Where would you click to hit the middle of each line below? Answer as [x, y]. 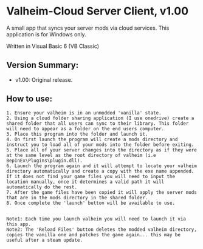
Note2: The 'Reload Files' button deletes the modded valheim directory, [102, 229]
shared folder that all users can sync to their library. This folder [98, 123]
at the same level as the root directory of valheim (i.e [81, 155]
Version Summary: [43, 65]
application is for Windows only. [46, 34]
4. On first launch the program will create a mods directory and [92, 139]
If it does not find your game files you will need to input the [91, 176]
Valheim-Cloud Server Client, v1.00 [98, 11]
